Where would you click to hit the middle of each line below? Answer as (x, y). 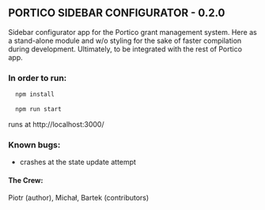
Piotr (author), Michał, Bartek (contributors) (79, 198)
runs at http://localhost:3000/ (56, 124)
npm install (35, 94)
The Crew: (26, 180)
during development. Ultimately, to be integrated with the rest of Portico (125, 49)
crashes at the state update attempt (78, 162)
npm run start (38, 109)
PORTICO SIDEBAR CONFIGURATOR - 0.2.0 (117, 13)
